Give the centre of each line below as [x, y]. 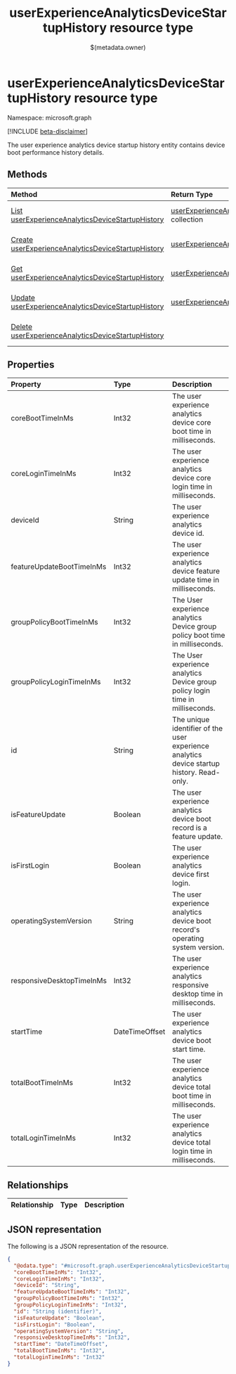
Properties [31, 365]
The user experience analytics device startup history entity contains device [116, 145]
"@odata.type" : [36, 1266]
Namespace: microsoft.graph [50, 117]
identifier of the [197, 728]
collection [187, 219]
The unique [191, 720]
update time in [196, 580]
